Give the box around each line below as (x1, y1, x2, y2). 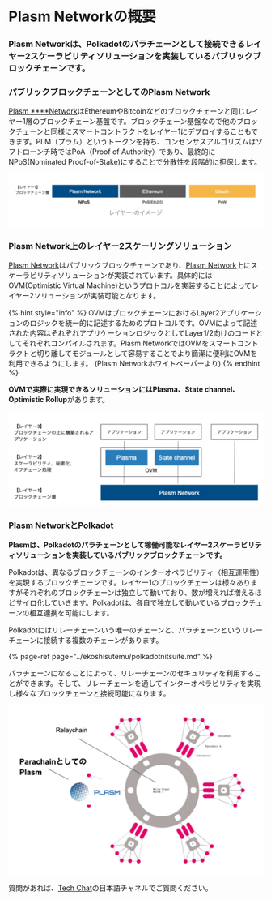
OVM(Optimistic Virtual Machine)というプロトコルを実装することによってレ (8, 281, 259, 290)
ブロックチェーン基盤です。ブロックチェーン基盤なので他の (39, 117, 237, 126)
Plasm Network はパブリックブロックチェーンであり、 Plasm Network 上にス (8, 260, 258, 270)
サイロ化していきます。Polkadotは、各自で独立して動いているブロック (15, 598, 249, 607)
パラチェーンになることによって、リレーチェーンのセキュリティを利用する (8, 668, 255, 678)
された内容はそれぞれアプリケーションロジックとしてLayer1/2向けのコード (8, 328, 256, 338)
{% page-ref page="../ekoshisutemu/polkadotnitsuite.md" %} (8, 651, 213, 661)
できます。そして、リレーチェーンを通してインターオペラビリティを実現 (22, 678, 261, 688)
